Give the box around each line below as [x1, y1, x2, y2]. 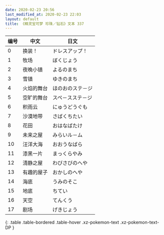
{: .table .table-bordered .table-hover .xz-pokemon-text [5, 220, 120, 226]
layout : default [5, 16, 39, 21]
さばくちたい [52, 113, 83, 120]
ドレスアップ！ [52, 48, 88, 55]
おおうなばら [52, 141, 83, 148]
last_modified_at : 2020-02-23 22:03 [5, 12, 81, 17]
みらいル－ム [52, 131, 83, 138]
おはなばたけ [52, 122, 83, 129]
